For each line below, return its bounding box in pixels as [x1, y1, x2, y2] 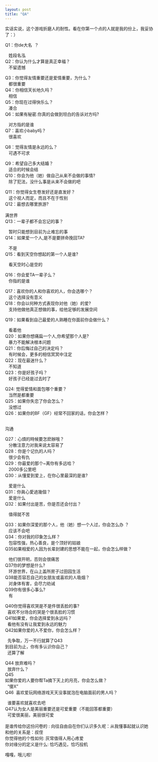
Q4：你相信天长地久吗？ [5, 87, 54, 93]
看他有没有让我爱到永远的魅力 [7, 621, 67, 627]
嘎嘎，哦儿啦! [5, 751, 32, 758]
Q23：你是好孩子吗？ [5, 370, 47, 375]
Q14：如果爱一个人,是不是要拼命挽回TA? [5, 235, 85, 240]
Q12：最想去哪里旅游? [5, 201, 49, 207]
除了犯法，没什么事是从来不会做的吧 [8, 178, 81, 185]
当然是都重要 [8, 392, 34, 398]
